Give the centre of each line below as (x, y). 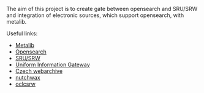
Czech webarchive (39, 71)
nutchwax (28, 77)
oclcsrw (25, 84)
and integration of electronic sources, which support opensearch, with (95, 15)
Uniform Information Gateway (52, 64)
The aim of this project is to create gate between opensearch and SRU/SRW (102, 9)
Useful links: (22, 33)
